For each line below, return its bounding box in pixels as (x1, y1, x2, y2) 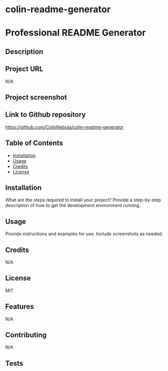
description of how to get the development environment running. (5, 202, 141, 208)
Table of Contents (5, 139, 64, 148)
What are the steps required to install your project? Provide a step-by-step (5, 197, 161, 203)
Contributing (5, 331, 47, 339)
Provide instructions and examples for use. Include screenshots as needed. (5, 231, 163, 237)
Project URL (5, 65, 43, 74)
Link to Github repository (5, 110, 86, 119)
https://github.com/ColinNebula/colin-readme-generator (5, 124, 124, 130)
